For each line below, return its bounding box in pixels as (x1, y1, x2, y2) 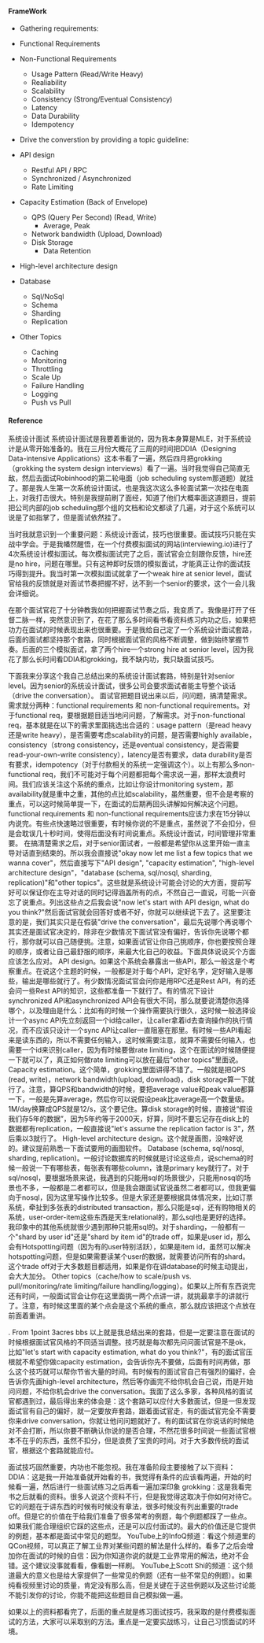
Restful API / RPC (31, 165, 88, 175)
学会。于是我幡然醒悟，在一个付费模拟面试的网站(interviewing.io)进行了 (21, 539, 254, 549)
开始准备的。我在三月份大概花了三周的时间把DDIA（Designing (35, 444, 236, 453)
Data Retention (42, 246, 92, 256)
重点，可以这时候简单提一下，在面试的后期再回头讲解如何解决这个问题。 (8, 799, 242, 809)
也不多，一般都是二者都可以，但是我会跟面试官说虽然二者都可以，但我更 (14, 1183, 249, 1193)
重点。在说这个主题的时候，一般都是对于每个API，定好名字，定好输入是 (14, 967, 247, 976)
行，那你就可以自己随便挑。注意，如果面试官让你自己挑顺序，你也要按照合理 (8, 937, 256, 946)
